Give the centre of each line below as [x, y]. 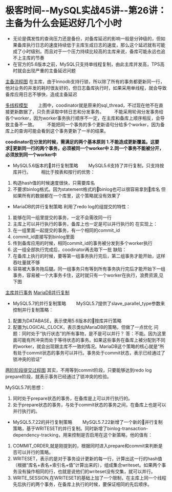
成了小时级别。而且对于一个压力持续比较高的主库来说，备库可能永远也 [87, 51]
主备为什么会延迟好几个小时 [64, 23]
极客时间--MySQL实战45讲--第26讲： [86, 11]
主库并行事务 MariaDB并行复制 [38, 292]
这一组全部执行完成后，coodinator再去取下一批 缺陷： [70, 249]
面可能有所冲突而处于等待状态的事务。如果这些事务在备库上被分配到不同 [89, 340]
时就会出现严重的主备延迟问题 [44, 70]
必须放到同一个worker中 [31, 154]
